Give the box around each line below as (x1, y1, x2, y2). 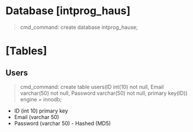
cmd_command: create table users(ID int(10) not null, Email (20, 83, 164, 90)
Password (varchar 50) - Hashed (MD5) (14, 120, 111, 127)
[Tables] (5, 44, 47, 58)
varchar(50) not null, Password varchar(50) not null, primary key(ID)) (20, 90, 188, 97)
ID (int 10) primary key (14, 107, 69, 114)
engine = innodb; (20, 95, 62, 103)
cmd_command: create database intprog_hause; (20, 24, 139, 31)
